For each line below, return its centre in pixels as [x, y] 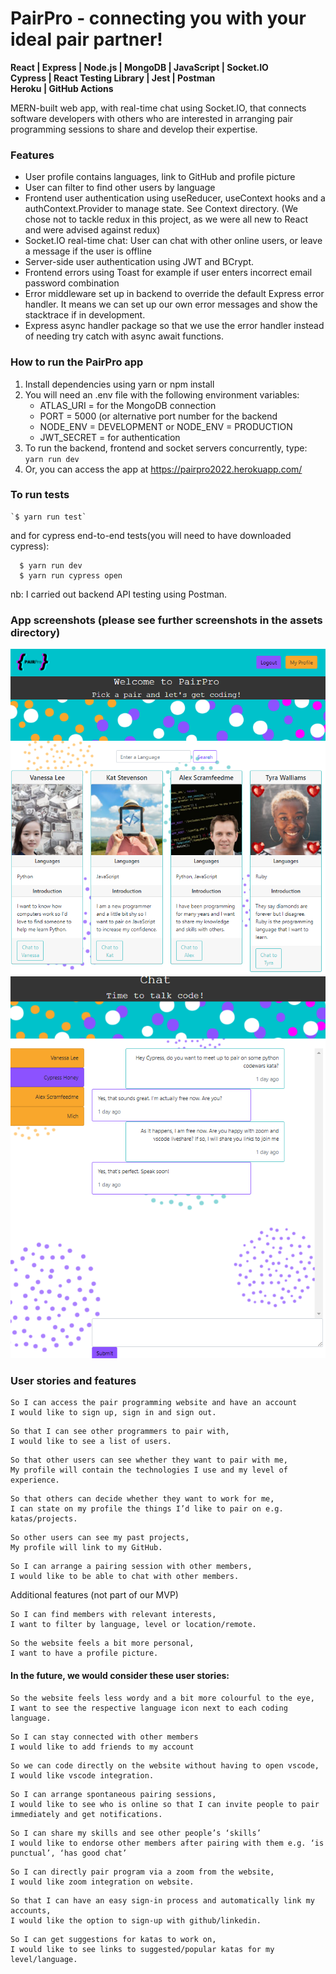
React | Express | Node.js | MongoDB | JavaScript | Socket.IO [139, 67]
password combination [72, 283]
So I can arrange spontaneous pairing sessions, [113, 1794]
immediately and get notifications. [86, 1814]
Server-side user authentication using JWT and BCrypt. [139, 262]
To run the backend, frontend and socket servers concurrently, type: [166, 448]
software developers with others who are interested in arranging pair [152, 118]
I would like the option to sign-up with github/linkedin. [136, 1920]
